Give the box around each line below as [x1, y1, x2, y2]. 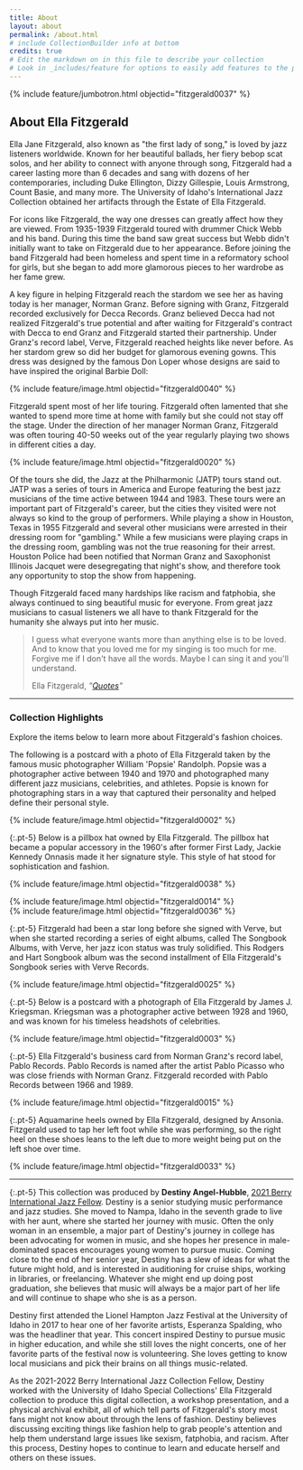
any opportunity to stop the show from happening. [9, 570, 197, 581]
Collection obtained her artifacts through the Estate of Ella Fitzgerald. [9, 196, 266, 207]
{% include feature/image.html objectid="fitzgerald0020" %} [9, 456, 236, 467]
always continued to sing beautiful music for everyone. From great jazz [9, 597, 273, 608]
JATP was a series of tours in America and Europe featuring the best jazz [9, 483, 281, 494]
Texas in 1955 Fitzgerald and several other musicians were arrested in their [9, 521, 288, 533]
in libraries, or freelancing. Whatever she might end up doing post [9, 1273, 254, 1284]
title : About [9, 13, 59, 23]
